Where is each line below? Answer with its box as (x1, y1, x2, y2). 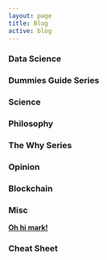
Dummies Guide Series (8, 75, 100, 86)
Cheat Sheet (8, 243, 58, 254)
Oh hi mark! (8, 223, 48, 233)
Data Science (8, 53, 62, 64)
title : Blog (8, 19, 48, 27)
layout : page (8, 11, 52, 20)
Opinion (8, 161, 40, 172)
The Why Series (8, 139, 72, 151)
